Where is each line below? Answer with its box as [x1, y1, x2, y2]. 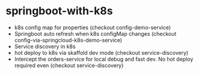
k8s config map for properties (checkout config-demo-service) [14, 24, 171, 31]
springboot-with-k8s [5, 4, 113, 18]
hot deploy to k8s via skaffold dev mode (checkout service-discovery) [14, 49, 189, 56]
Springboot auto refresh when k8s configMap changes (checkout [14, 30, 177, 37]
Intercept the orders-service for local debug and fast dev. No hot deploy [14, 55, 194, 62]
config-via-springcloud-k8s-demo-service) [14, 36, 123, 43]
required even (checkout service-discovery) [14, 61, 124, 69]
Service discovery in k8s [14, 43, 76, 50]
